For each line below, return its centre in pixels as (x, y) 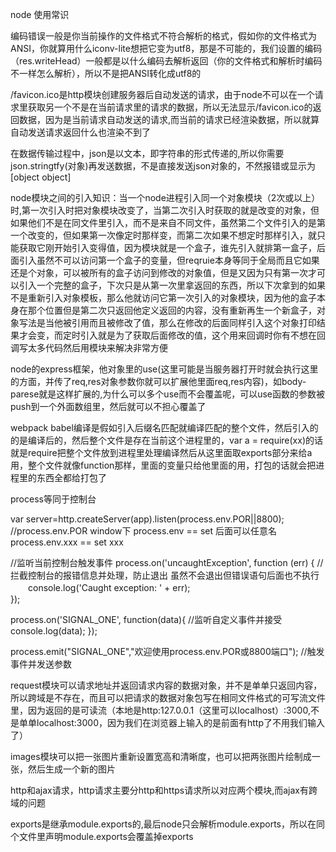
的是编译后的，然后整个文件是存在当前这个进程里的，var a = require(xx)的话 (167, 440)
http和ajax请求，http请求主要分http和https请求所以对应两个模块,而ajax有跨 (164, 790)
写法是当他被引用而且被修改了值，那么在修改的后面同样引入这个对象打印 (167, 322)
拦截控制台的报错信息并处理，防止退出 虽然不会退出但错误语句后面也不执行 (165, 575)
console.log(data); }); (54, 631)
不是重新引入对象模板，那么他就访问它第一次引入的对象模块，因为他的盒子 (163, 297)
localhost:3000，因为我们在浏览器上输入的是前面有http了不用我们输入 (181, 722)
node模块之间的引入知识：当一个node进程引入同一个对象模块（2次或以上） (165, 197)
